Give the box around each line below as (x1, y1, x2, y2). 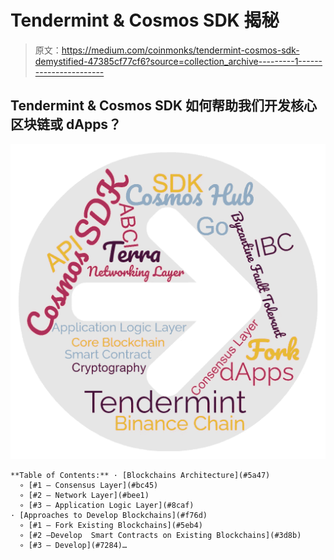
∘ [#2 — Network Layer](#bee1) (19, 490, 150, 500)
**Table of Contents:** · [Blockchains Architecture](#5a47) (10, 470, 271, 480)
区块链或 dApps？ (10, 116, 122, 133)
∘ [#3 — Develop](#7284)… (19, 540, 128, 550)
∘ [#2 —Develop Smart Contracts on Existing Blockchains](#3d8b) (19, 530, 302, 540)
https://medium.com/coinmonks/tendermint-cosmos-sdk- (61, 44, 300, 56)
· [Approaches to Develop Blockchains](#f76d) (10, 510, 208, 520)
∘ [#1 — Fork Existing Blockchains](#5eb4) (19, 520, 203, 530)
